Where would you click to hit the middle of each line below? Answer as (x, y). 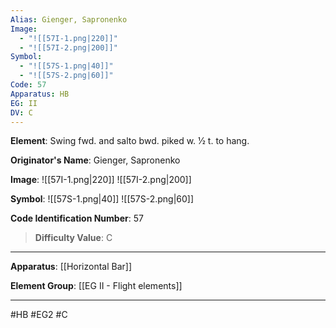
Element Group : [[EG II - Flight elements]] (96, 286)
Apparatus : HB (40, 94)
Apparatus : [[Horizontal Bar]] (71, 267)
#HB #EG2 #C (39, 315)
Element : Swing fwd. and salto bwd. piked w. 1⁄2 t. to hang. (130, 141)
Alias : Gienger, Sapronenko (69, 19)
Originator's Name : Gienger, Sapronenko (95, 160)
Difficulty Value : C (73, 238)
